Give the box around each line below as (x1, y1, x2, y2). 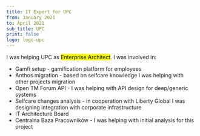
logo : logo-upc (6, 37, 45, 43)
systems (15, 91, 36, 98)
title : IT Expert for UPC (6, 8, 72, 15)
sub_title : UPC (6, 25, 45, 32)
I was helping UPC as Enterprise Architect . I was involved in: (6, 54, 157, 60)
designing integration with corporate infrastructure (15, 104, 142, 111)
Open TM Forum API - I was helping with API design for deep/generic (15, 85, 188, 91)
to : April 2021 (6, 20, 45, 26)
